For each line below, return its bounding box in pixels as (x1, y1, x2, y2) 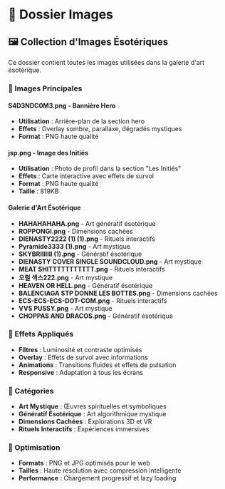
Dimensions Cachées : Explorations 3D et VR (18, 417, 152, 426)
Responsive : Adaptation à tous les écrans (18, 368, 143, 376)
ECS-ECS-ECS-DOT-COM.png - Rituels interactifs (18, 296, 167, 305)
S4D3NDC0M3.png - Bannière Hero (8, 101, 116, 110)
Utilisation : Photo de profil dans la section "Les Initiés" (18, 164, 182, 173)
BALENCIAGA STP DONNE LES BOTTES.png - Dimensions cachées (18, 289, 218, 297)
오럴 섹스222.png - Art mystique (18, 273, 113, 282)
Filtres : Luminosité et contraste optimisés (18, 345, 142, 354)
